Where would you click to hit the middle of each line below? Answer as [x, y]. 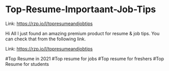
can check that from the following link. [45, 39]
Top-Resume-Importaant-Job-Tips [81, 9]
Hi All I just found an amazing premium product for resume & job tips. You [82, 33]
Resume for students [27, 64]
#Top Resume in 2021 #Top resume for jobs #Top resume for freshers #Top [85, 58]
